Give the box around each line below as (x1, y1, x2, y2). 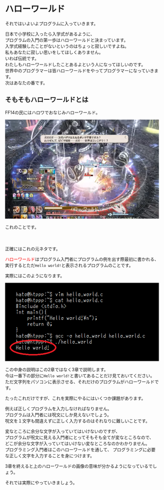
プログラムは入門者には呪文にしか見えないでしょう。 (5, 412, 112, 418)
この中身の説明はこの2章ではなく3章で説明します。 (5, 366, 108, 372)
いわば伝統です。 (5, 55, 39, 61)
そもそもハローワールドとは (5, 95, 89, 104)
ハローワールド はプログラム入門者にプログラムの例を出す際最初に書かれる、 (5, 256, 159, 262)
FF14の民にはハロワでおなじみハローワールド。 (5, 110, 100, 115)
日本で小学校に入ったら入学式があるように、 (5, 31, 95, 37)
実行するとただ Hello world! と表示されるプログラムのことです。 (5, 263, 133, 268)
